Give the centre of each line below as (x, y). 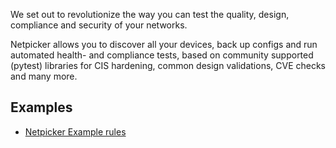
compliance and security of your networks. (99, 25)
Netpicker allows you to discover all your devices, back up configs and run (164, 44)
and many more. (44, 76)
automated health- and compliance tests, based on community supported (162, 55)
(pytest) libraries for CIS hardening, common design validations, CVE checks (168, 65)
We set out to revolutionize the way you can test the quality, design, (150, 14)
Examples (41, 107)
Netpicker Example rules (75, 131)
